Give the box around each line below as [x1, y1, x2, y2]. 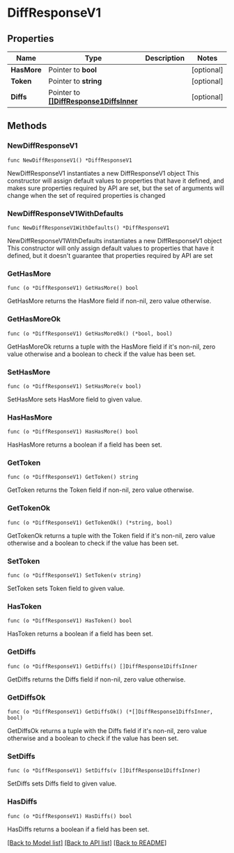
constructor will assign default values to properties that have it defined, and [7, 176, 224, 185]
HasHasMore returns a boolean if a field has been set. [7, 440, 162, 449]
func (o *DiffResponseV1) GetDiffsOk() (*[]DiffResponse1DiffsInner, [7, 708, 214, 715]
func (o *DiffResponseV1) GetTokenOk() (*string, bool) [7, 519, 173, 526]
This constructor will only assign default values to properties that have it [7, 244, 214, 252]
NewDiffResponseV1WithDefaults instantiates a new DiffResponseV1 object [7, 236, 222, 245]
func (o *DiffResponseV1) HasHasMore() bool [7, 429, 139, 436]
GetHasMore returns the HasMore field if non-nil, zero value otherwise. [7, 297, 212, 305]
